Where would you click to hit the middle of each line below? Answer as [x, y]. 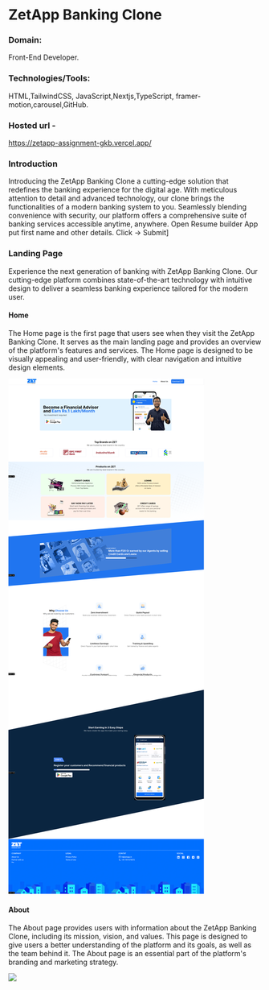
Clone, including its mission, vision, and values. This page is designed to [128, 937]
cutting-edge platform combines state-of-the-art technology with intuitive [130, 280]
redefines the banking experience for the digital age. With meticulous [123, 190]
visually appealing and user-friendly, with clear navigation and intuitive [125, 358]
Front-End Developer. [44, 57]
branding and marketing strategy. [63, 962]
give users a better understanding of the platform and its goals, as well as [130, 945]
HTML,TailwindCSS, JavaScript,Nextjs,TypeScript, [91, 96]
